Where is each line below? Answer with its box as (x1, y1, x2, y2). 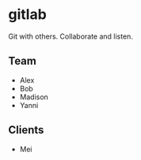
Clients (8, 124, 44, 137)
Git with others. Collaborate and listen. (8, 32, 133, 41)
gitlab (8, 6, 48, 24)
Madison (19, 92, 49, 102)
